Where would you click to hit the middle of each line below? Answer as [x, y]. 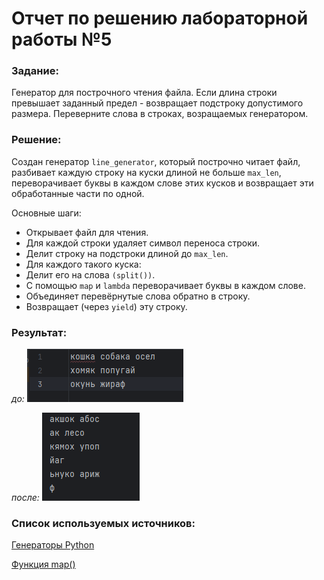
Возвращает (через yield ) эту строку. [106, 306]
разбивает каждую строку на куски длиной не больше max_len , [146, 172]
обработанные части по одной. [78, 193]
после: [25, 498]
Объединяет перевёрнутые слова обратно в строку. [138, 296]
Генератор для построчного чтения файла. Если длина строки [144, 93]
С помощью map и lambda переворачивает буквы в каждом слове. [165, 285]
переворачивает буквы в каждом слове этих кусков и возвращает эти [162, 183]
